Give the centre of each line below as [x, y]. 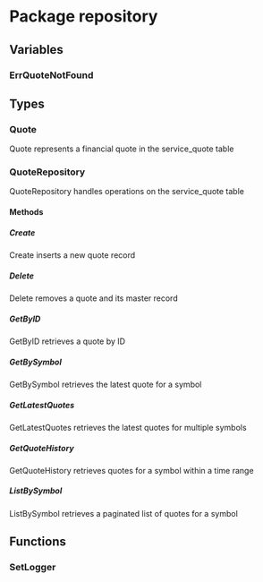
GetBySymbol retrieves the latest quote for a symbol [106, 384]
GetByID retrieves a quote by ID [68, 341]
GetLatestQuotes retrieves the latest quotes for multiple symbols [128, 427]
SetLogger [33, 568]
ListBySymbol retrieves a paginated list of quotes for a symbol [124, 513]
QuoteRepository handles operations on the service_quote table [127, 192]
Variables [37, 50]
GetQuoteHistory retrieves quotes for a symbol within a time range [131, 470]
